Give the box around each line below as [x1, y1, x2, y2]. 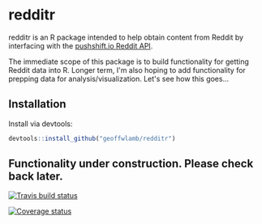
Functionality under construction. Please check [8, 157, 254, 171]
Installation [8, 97, 67, 111]
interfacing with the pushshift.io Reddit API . [8, 40, 153, 50]
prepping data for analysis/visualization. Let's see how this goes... [8, 74, 230, 83]
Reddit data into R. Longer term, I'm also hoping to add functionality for [8, 65, 246, 74]
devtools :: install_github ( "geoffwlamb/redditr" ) [8, 134, 176, 142]
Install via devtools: [8, 119, 73, 129]
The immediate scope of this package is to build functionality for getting [8, 57, 250, 66]
